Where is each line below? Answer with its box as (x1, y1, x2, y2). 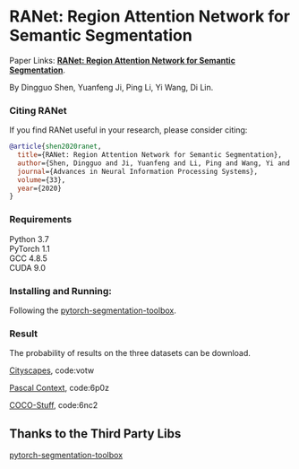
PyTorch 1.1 (9, 243, 51, 254)
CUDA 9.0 (9, 262, 47, 273)
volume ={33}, (17, 175, 66, 185)
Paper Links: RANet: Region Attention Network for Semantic (9, 55, 235, 65)
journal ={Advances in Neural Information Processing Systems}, (17, 167, 258, 176)
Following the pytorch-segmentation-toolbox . (9, 305, 176, 316)
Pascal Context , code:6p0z (9, 383, 110, 394)
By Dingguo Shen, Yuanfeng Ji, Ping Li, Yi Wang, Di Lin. (9, 82, 214, 92)
